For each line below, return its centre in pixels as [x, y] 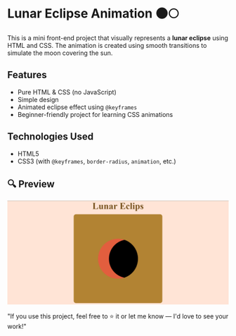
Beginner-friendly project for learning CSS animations [95, 114]
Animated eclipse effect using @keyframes [77, 107]
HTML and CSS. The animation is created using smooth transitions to [107, 45]
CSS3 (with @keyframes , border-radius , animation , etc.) [97, 161]
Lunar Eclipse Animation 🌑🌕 [93, 14]
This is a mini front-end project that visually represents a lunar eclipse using [118, 38]
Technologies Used [50, 137]
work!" [17, 326]
